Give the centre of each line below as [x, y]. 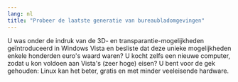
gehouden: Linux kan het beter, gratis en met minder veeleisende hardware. [118, 71]
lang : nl [20, 14]
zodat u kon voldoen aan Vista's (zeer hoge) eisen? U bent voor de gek [111, 63]
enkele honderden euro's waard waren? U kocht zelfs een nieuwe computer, [119, 55]
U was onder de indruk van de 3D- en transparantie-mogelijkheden [106, 40]
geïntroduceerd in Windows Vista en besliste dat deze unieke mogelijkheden [119, 48]
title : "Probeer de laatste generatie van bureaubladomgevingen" [106, 20]
